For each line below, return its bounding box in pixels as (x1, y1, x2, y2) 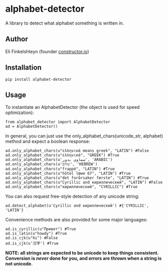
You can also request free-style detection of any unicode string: (5, 193, 139, 199)
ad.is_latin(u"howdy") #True (5, 231, 67, 236)
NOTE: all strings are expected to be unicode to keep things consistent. (5, 250, 159, 256)
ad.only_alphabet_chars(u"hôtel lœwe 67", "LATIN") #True (5, 171, 131, 176)
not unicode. (5, 261, 33, 267)
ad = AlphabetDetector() (5, 124, 58, 129)
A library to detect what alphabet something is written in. (5, 20, 124, 26)
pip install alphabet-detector (5, 77, 72, 82)
